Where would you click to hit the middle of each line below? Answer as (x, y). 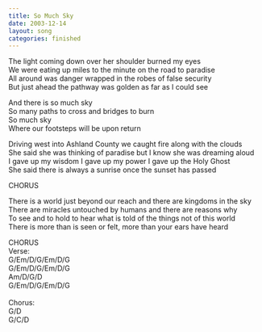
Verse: (19, 251)
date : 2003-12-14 (37, 23)
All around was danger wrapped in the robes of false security (110, 78)
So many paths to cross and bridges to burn (81, 111)
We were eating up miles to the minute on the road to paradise (112, 70)
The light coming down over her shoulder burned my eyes (105, 61)
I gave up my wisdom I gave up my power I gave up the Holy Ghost (119, 162)
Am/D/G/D (25, 277)
